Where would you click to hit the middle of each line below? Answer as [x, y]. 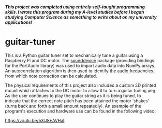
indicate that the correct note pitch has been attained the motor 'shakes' [77, 101]
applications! [19, 22]
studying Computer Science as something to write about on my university [81, 17]
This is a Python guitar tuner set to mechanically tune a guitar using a [74, 55]
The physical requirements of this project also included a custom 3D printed [81, 85]
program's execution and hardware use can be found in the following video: [81, 111]
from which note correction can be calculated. [51, 76]
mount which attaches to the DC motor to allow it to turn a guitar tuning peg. [81, 90]
